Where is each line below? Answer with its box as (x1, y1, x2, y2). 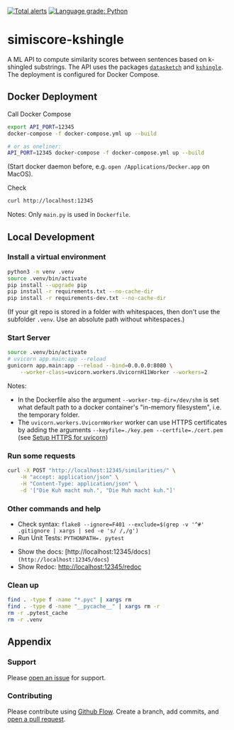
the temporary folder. (17, 410, 80, 419)
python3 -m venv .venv (7, 268, 74, 275)
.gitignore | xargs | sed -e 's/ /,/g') (17, 527, 139, 535)
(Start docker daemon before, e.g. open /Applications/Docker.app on (7, 162, 210, 171)
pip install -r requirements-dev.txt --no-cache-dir (7, 295, 167, 302)
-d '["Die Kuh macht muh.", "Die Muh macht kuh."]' (20, 487, 176, 494)
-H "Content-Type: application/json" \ (20, 481, 138, 488)
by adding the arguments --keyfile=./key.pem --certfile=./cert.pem (17, 425, 223, 434)
